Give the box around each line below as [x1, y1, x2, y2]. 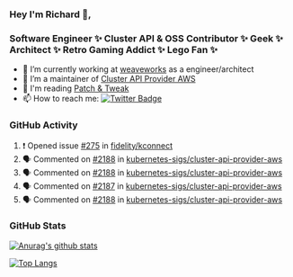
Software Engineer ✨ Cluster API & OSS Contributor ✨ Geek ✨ [9, 31, 283, 44]
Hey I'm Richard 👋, [9, 8, 92, 21]
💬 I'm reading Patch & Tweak [22, 83, 129, 94]
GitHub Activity [9, 119, 78, 131]
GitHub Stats [9, 219, 67, 232]
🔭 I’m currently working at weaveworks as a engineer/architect [22, 64, 254, 75]
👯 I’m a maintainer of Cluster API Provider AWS [22, 74, 196, 85]
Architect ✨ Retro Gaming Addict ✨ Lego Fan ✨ [9, 43, 218, 56]
